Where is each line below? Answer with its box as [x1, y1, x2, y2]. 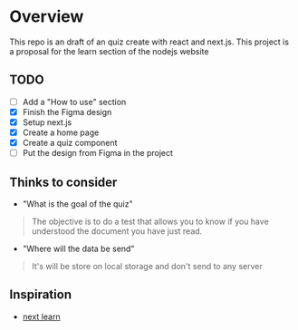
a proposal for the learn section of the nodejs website [9, 45, 209, 56]
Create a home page [22, 127, 100, 138]
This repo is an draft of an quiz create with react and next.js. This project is [9, 36, 290, 47]
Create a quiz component [22, 138, 118, 148]
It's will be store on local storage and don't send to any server [31, 260, 263, 271]
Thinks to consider [9, 174, 118, 189]
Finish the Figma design [22, 106, 112, 117]
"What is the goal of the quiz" [22, 198, 133, 209]
